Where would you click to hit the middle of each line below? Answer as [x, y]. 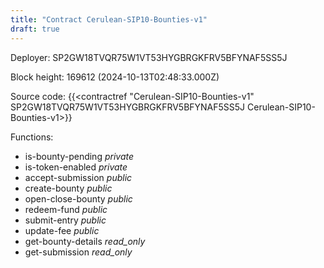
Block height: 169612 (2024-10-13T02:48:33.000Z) [115, 77]
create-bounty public [68, 188]
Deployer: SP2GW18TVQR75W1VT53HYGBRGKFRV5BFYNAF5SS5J [149, 57]
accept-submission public [78, 177]
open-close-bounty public [78, 198]
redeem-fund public [66, 209]
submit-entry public [65, 220]
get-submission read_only [78, 252]
